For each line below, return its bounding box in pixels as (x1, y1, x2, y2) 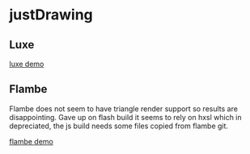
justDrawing (9, 6, 94, 24)
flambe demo (9, 136, 53, 146)
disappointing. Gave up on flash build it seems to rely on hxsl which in (9, 112, 242, 122)
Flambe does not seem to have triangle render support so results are (9, 103, 238, 114)
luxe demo (9, 59, 44, 69)
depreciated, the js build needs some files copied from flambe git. (9, 121, 229, 131)
